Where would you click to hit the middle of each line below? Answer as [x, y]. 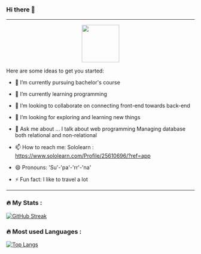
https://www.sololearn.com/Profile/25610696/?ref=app [83, 156]
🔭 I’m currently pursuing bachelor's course [68, 83]
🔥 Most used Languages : [44, 231]
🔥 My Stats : [24, 203]
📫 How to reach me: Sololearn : [54, 147]
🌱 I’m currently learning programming [61, 94]
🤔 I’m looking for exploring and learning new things [77, 117]
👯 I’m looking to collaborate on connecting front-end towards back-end [102, 106]
